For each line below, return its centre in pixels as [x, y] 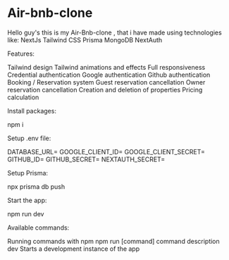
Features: [21, 54]
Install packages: [32, 111]
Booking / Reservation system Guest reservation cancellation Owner [106, 82]
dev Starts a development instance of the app [74, 249]
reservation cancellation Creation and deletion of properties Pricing [105, 89]
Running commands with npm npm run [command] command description [113, 241]
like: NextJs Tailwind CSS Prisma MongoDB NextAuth [85, 39]
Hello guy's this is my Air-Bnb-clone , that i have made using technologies [114, 32]
